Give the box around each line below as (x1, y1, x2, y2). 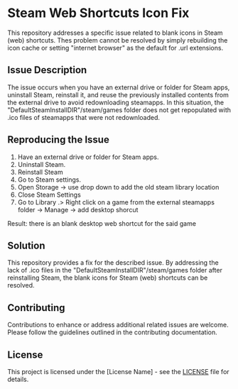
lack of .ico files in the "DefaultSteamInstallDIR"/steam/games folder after (7, 266, 222, 275)
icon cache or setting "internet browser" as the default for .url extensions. (7, 43, 224, 52)
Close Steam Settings (17, 190, 82, 199)
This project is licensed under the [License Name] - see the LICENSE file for (7, 368, 229, 376)
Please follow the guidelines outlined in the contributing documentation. (7, 328, 218, 336)
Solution (7, 239, 45, 251)
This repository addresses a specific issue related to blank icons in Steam (7, 28, 223, 37)
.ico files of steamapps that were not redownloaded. (7, 113, 160, 121)
